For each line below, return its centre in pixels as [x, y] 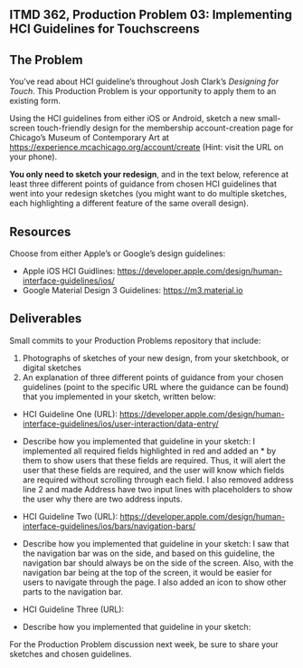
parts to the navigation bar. [73, 591]
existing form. [35, 101]
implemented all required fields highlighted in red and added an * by [149, 451]
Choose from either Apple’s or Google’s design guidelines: [118, 253]
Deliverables [46, 319]
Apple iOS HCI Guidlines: [69, 272]
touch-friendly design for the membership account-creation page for [165, 128]
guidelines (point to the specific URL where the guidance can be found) [156, 386]
